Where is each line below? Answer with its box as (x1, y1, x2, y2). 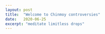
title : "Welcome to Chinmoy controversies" (5, 12, 100, 17)
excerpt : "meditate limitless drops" (5, 21, 85, 26)
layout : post (5, 7, 33, 12)
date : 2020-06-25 (5, 16, 46, 21)
